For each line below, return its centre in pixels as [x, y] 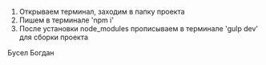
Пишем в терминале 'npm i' [66, 20]
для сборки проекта [54, 37]
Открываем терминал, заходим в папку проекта [102, 12]
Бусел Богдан [31, 53]
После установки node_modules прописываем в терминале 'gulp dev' [139, 28]
